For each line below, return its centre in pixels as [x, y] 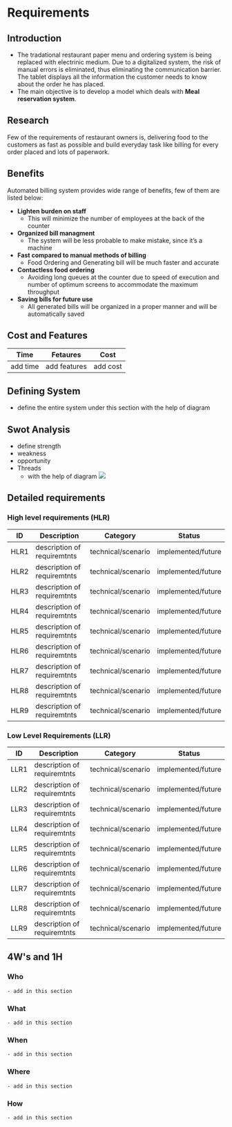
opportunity [34, 461]
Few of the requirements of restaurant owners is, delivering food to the [108, 137]
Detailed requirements [56, 498]
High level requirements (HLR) [59, 518]
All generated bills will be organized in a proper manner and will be [122, 306]
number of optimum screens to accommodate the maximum [113, 284]
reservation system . [47, 99]
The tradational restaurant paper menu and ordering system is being [114, 55]
